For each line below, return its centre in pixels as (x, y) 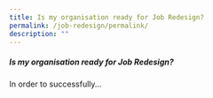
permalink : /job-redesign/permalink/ (79, 26)
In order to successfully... (55, 84)
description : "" (39, 34)
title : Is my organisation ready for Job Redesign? (106, 17)
